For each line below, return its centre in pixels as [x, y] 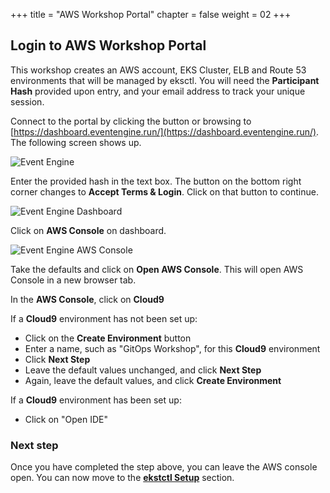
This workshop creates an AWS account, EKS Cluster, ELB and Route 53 [158, 70]
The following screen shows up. [76, 142]
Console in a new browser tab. [73, 280]
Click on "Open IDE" [66, 419]
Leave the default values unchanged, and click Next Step [143, 370]
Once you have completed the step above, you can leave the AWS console [164, 467]
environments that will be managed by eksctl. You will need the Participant [165, 80]
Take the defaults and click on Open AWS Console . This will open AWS [157, 269]
